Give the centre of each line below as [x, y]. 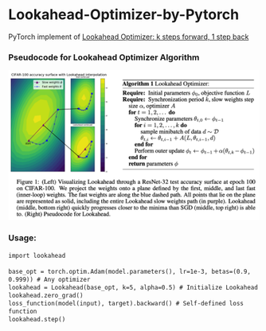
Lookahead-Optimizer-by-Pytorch [124, 15]
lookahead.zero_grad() [46, 295]
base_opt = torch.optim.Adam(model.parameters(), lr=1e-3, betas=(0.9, [129, 271]
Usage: [23, 238]
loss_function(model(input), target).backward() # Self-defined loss [126, 303]
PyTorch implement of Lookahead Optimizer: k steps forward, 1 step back [129, 37]
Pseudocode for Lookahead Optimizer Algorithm [104, 57]
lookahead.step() [37, 319]
